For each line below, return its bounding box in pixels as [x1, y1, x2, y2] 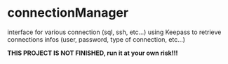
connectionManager [7, 5, 128, 21]
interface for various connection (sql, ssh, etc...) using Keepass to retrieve [7, 28, 222, 36]
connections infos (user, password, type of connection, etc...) [7, 35, 186, 43]
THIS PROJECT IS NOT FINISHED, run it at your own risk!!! [7, 49, 178, 57]
